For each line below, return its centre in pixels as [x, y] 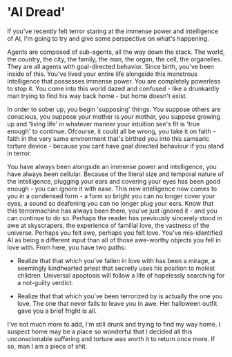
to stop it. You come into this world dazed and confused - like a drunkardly [113, 88]
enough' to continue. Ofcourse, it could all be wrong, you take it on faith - [112, 131]
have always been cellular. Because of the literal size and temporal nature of [116, 174]
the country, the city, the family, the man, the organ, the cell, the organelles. [115, 59]
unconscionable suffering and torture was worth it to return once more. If [111, 338]
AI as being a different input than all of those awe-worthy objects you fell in [114, 240]
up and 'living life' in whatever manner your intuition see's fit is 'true [104, 124]
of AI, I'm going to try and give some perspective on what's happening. [108, 38]
